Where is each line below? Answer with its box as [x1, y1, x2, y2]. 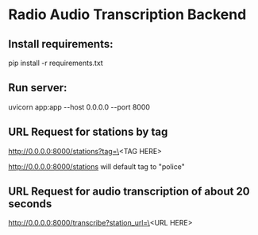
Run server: [8, 81, 67, 94]
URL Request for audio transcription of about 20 [8, 185, 250, 198]
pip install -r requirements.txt [8, 58, 103, 67]
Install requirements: [8, 37, 114, 51]
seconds [8, 197, 52, 211]
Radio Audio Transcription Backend [8, 6, 247, 24]
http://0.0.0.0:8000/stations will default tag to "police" [8, 161, 185, 171]
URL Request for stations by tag [8, 125, 168, 139]
